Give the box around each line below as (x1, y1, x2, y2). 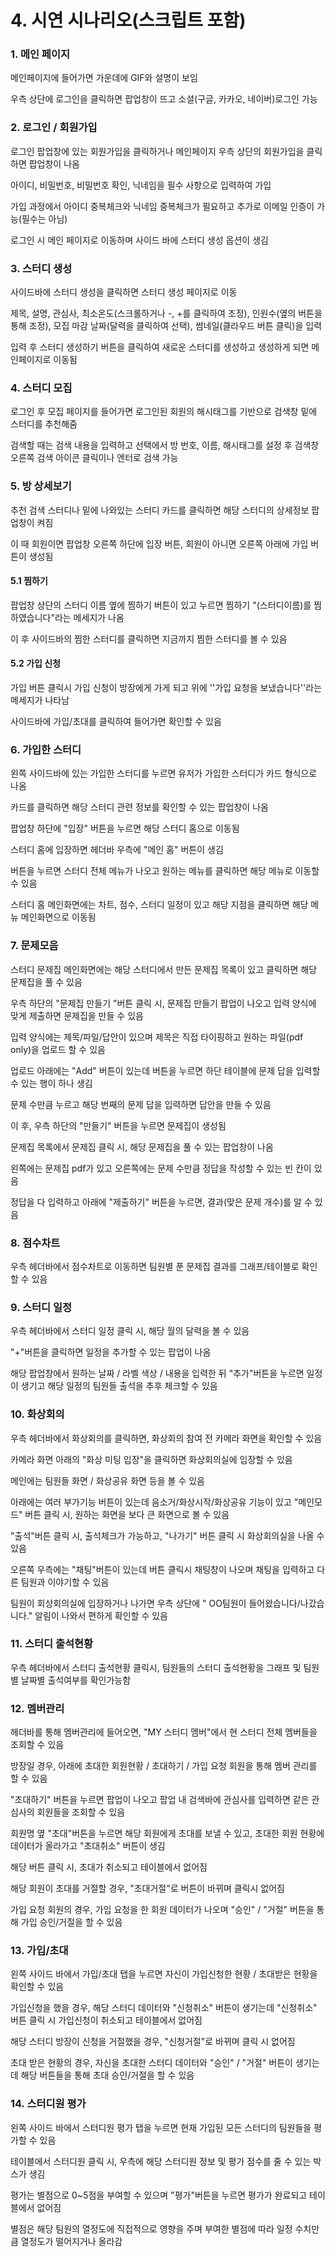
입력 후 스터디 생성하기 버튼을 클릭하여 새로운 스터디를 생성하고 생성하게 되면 (10, 341, 310, 353)
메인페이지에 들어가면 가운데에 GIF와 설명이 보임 (10, 72, 198, 84)
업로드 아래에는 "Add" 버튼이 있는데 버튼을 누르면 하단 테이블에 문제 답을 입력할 (10, 1064, 321, 1076)
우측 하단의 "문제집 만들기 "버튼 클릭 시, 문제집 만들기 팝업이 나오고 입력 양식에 (10, 997, 317, 1009)
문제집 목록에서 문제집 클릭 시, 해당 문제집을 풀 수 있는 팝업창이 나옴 (10, 1141, 274, 1153)
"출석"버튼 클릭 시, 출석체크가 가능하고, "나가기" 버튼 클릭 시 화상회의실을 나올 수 (10, 1529, 325, 1541)
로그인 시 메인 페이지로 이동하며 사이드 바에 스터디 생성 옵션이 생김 (10, 234, 269, 246)
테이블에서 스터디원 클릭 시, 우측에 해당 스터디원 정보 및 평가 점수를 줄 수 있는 (10, 2155, 312, 2167)
